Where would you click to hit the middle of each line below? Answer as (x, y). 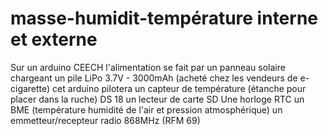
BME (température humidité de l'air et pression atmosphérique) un (146, 109)
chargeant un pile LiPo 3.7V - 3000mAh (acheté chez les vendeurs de (154, 78)
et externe (54, 39)
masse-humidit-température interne (164, 18)
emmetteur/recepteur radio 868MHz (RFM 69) (105, 120)
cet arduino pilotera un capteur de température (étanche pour (179, 88)
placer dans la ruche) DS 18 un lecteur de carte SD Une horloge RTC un (157, 99)
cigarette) (30, 88)
